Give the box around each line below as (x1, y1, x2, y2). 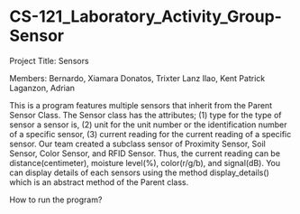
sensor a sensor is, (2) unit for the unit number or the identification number (9, 119, 287, 130)
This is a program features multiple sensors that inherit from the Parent (9, 99, 273, 110)
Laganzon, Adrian (9, 82, 75, 93)
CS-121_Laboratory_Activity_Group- (9, 6, 282, 27)
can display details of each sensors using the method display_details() (9, 167, 270, 178)
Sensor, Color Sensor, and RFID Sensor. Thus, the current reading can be (9, 147, 281, 159)
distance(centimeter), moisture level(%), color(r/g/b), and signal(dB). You (9, 157, 281, 168)
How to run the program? (9, 194, 103, 205)
